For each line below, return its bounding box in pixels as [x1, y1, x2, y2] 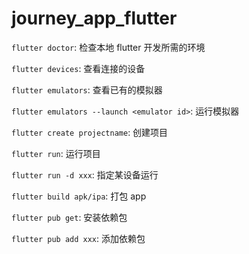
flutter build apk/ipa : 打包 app [11, 190, 147, 202]
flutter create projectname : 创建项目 [11, 126, 169, 138]
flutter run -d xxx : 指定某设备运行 [11, 168, 159, 181]
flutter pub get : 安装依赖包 [11, 211, 128, 223]
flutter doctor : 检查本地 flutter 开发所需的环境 [11, 41, 206, 53]
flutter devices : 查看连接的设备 [11, 62, 146, 74]
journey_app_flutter [11, 7, 178, 30]
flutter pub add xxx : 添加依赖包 [11, 232, 146, 244]
